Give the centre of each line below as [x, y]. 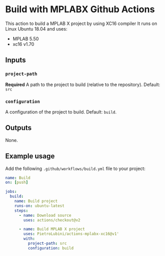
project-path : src [47, 244]
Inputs [16, 60]
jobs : [11, 192]
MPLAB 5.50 [26, 39]
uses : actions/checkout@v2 [52, 220]
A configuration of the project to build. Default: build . [61, 112]
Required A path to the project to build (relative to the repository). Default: [83, 84]
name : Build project [36, 201]
